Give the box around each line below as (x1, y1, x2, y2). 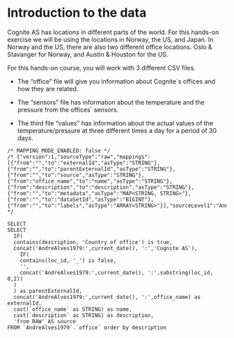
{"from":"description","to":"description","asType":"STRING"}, (7, 183, 195, 191)
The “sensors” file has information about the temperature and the (17, 98, 205, 106)
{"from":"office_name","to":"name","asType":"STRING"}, (7, 178, 173, 185)
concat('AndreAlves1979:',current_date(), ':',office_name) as (13, 293, 201, 300)
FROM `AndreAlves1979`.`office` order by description (7, 324, 167, 331)
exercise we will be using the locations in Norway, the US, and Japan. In (7, 35, 214, 43)
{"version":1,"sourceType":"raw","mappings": (16, 153, 151, 160)
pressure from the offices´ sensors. (17, 105, 119, 114)
